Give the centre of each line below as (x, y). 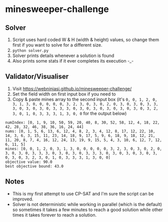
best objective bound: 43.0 (34, 166)
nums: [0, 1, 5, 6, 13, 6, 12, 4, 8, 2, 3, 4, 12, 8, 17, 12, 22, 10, (80, 131)
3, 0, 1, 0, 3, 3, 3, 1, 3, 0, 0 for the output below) (69, 113)
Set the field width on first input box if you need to (64, 94)
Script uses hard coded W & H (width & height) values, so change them (85, 39)
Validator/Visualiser (37, 77)
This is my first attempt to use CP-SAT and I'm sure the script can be (83, 193)
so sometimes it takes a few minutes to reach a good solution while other (87, 209)
